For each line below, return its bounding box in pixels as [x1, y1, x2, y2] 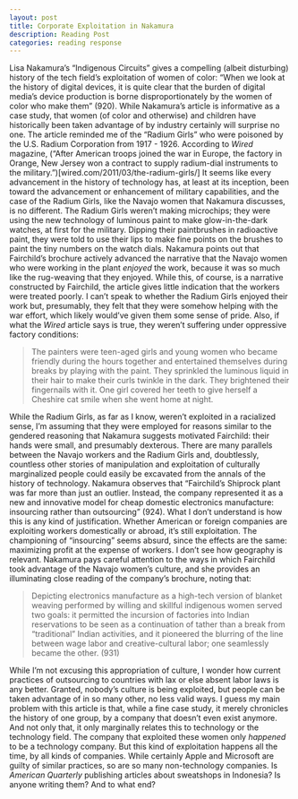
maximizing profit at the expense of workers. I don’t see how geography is [9, 545, 284, 555]
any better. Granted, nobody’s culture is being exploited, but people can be [9, 684, 285, 695]
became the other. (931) [30, 648, 120, 658]
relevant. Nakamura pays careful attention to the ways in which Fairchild [9, 554, 276, 565]
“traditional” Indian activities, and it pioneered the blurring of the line [30, 629, 284, 640]
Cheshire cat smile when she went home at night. [30, 394, 214, 405]
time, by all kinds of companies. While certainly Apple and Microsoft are [9, 751, 275, 761]
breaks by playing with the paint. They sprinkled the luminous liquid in [30, 365, 289, 376]
